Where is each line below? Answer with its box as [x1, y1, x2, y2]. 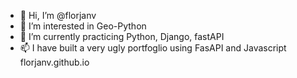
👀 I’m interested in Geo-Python [19, 20, 147, 32]
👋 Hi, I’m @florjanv [19, 10, 97, 21]
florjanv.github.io [19, 56, 90, 68]
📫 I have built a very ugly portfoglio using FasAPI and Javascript [19, 42, 287, 54]
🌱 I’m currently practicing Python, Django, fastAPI [19, 31, 225, 42]
